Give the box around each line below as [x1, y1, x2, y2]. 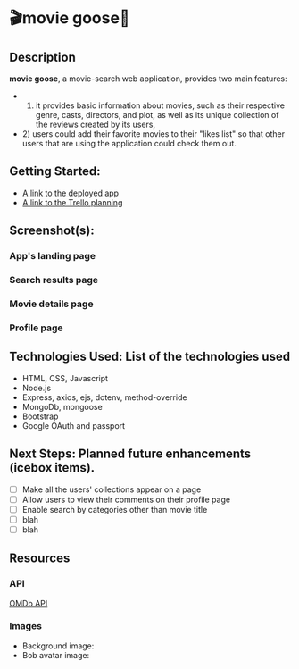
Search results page [9, 274, 99, 287]
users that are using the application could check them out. [21, 138, 237, 148]
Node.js [21, 382, 52, 393]
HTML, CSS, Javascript [21, 372, 109, 383]
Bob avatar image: [21, 649, 90, 660]
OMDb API [9, 598, 48, 608]
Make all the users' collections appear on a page [21, 484, 202, 495]
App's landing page [9, 250, 96, 263]
